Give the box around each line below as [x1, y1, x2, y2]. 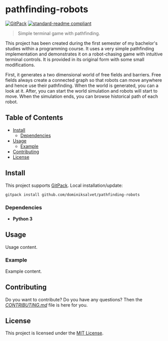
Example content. [5, 268, 42, 274]
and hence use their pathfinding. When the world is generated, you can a [5, 82, 159, 89]
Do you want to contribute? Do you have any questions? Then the [5, 296, 143, 302]
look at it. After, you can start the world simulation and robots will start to [5, 88, 158, 94]
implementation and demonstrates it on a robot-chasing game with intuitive [5, 51, 163, 57]
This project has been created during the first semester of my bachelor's [5, 40, 158, 46]
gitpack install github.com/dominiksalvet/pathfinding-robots [5, 192, 140, 197]
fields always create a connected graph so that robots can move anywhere [5, 77, 162, 83]
